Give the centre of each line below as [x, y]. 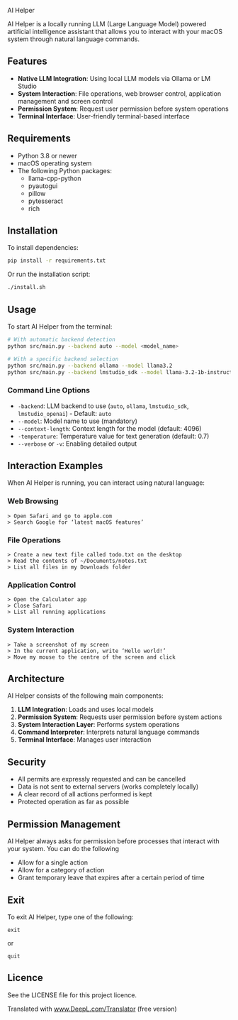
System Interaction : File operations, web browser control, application [119, 93]
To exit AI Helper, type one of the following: [70, 917]
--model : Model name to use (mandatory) [78, 421]
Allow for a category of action [61, 870]
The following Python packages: [64, 170]
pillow [37, 193]
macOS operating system [55, 163]
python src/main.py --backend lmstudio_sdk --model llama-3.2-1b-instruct [120, 372]
